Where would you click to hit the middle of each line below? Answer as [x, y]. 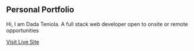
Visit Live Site [23, 42]
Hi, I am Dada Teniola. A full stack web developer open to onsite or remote [97, 24]
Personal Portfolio [40, 10]
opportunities [23, 30]
